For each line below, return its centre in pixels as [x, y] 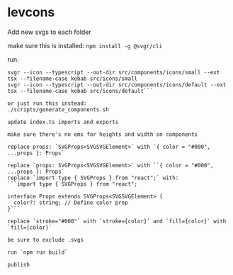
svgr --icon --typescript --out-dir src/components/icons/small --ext [114, 72]
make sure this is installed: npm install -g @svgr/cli [85, 45]
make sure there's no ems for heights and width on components [103, 134]
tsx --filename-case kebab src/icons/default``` [80, 91]
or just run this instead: [47, 103]
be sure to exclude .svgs [45, 240]
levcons [31, 12]
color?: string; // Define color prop [71, 203]
